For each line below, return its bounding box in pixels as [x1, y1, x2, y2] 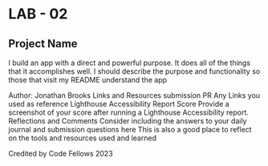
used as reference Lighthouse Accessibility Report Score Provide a [8, 99, 230, 108]
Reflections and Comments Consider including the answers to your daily [8, 116, 247, 125]
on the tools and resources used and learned [8, 133, 156, 143]
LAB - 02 [8, 5, 68, 23]
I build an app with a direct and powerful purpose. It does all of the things [8, 58, 251, 67]
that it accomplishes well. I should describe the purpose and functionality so [8, 67, 261, 76]
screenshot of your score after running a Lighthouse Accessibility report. [8, 107, 249, 117]
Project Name [8, 37, 78, 51]
